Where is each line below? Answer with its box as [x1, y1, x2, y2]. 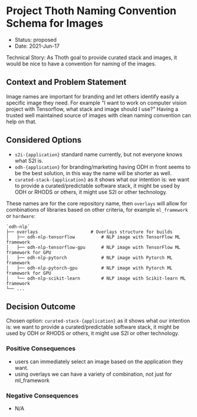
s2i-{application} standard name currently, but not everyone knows [14, 150, 183, 157]
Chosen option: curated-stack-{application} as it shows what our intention [6, 317, 191, 324]
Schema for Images [6, 17, 103, 30]
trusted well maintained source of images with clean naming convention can [6, 111, 191, 119]
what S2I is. [14, 157, 43, 164]
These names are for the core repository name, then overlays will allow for [6, 199, 188, 207]
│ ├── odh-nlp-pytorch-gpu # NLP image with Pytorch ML [6, 265, 173, 271]
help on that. [6, 118, 37, 125]
